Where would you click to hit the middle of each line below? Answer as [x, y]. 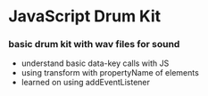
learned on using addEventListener [86, 83]
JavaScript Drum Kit [85, 16]
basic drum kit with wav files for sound [94, 44]
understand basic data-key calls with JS [95, 63]
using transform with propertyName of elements [110, 73]
